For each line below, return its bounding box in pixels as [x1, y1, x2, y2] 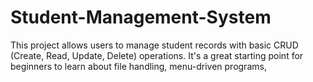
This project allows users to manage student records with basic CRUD [10, 39, 299, 51]
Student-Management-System [10, 6, 272, 29]
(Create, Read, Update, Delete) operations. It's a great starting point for [10, 49, 304, 61]
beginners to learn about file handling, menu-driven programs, [10, 60, 267, 72]
